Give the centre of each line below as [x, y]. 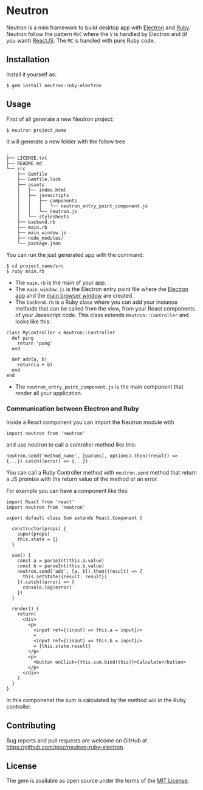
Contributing [31, 726]
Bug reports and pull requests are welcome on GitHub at [77, 740]
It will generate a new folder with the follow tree [66, 142]
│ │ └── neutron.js [47, 211]
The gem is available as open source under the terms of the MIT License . [98, 781]
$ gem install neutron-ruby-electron [54, 85]
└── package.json [39, 243]
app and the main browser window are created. [74, 295]
